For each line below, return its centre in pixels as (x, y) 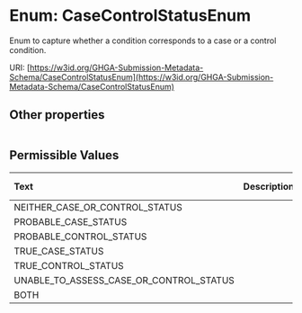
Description (269, 186)
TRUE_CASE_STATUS (59, 251)
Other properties (57, 115)
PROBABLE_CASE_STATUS (71, 221)
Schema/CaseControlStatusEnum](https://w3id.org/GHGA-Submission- (142, 76)
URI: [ (20, 67)
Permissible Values (64, 155)
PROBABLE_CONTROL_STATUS (80, 237)
